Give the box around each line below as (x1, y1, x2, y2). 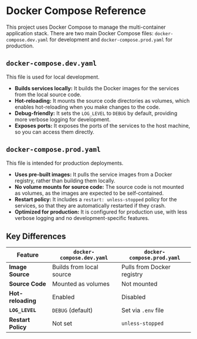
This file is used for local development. (6, 73, 100, 80)
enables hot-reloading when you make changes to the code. (14, 103, 160, 110)
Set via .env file (121, 306, 164, 314)
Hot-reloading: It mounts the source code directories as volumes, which (14, 97, 190, 104)
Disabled (121, 293, 146, 301)
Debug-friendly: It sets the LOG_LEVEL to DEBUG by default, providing (14, 110, 178, 117)
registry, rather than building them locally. (14, 177, 116, 184)
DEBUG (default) (52, 306, 93, 314)
